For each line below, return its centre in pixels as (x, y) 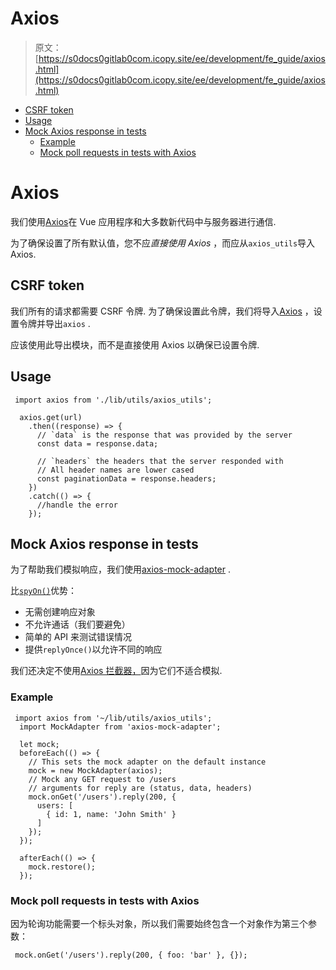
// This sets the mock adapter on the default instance (147, 762)
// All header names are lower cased (115, 470)
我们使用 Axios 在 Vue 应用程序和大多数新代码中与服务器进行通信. (143, 221)
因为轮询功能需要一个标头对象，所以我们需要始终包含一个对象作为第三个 (159, 923)
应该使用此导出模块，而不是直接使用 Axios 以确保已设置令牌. (135, 344)
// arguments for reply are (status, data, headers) (140, 788)
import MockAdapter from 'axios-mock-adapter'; (120, 727)
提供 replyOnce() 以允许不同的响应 (93, 649)
